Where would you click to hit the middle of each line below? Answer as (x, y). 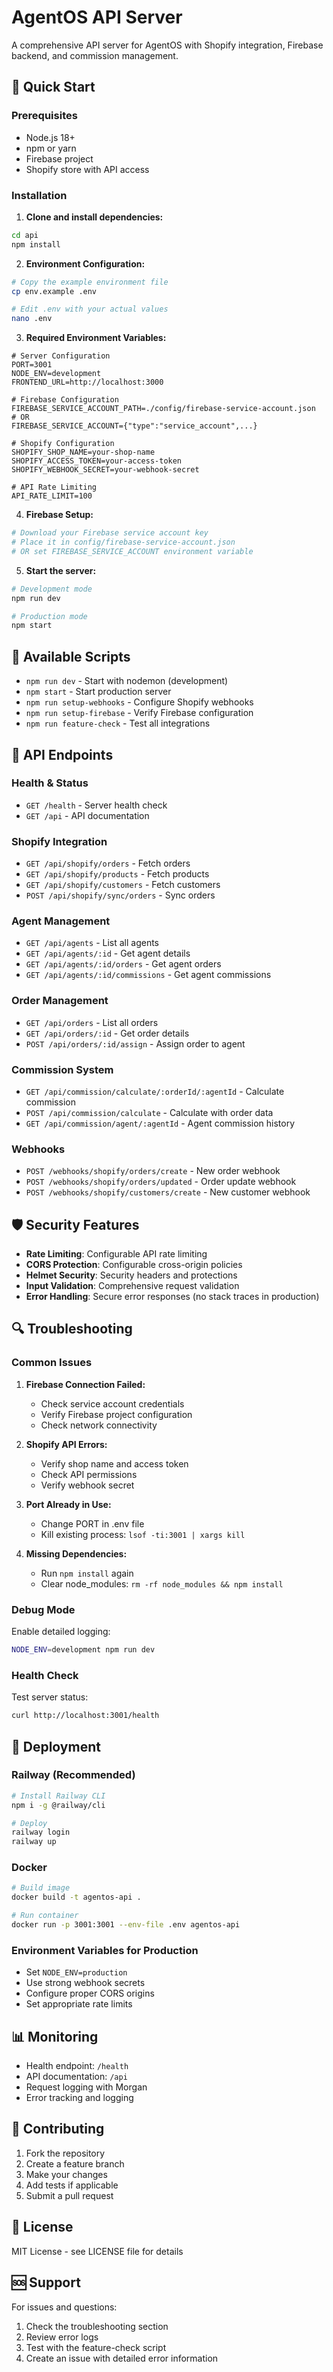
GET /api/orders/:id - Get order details (107, 1033)
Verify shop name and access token (114, 1463)
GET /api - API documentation (87, 815)
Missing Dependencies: (76, 1553)
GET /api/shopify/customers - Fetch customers (123, 885)
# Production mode (49, 616)
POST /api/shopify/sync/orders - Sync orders (120, 895)
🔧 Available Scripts (71, 656)
